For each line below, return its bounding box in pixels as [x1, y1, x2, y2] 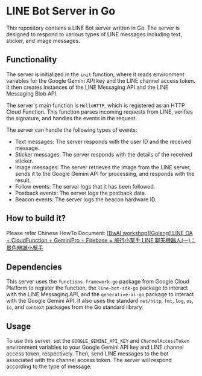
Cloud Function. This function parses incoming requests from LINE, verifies [6, 108, 193, 115]
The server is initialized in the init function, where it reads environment [6, 71, 185, 78]
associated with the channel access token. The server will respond [6, 357, 172, 364]
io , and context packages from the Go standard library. [6, 303, 144, 311]
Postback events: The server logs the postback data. [14, 189, 147, 196]
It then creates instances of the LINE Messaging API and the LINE [6, 83, 169, 91]
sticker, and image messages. [6, 37, 80, 44]
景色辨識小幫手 [6, 244, 43, 251]
